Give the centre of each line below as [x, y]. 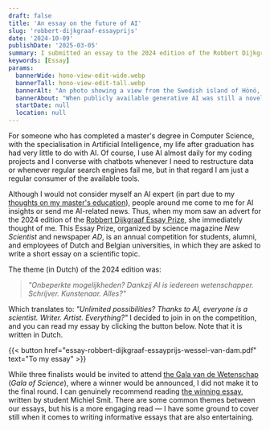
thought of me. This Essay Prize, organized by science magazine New [124, 228]
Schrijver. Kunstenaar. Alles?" [77, 293]
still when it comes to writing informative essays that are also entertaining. [131, 417]
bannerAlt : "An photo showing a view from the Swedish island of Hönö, [138, 90]
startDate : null [43, 105]
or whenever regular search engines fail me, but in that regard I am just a [129, 170]
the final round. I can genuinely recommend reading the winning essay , [126, 391]
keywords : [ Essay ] [39, 61]
